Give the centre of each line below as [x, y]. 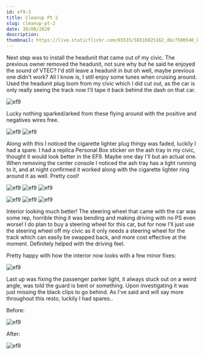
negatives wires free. [32, 120]
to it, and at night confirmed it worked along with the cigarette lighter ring [98, 169]
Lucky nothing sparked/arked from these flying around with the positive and [101, 114]
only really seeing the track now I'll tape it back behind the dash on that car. [101, 90]
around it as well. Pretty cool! [43, 176]
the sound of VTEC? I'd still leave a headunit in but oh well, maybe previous [100, 70]
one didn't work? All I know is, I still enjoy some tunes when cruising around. [102, 77]
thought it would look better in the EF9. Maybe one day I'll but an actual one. [102, 156]
